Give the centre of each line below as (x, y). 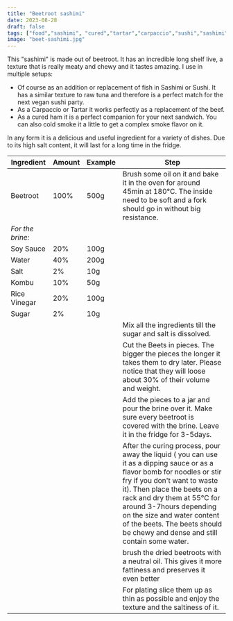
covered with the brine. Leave (171, 426)
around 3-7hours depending (170, 506)
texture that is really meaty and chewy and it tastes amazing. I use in (105, 67)
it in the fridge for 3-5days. (167, 435)
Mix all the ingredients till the (169, 325)
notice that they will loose (164, 371)
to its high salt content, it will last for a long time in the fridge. (94, 145)
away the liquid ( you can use (170, 454)
